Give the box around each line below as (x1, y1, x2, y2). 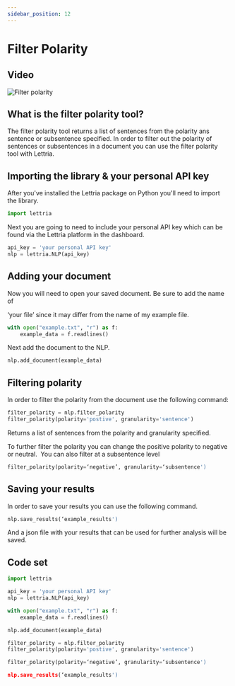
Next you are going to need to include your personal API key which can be (7, 223, 224, 231)
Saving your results (7, 483, 95, 496)
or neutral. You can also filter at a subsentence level (7, 450, 160, 458)
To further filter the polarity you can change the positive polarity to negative (7, 442, 228, 450)
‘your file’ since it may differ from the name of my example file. (7, 310, 189, 319)
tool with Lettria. (7, 149, 55, 158)
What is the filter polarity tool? (7, 108, 144, 120)
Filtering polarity (7, 377, 83, 389)
